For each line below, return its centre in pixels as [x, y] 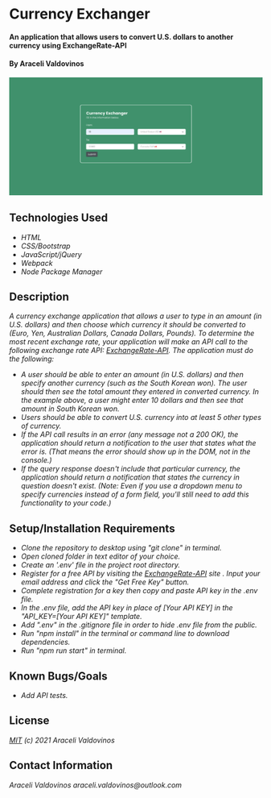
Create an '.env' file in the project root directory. [100, 565]
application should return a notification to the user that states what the [138, 443]
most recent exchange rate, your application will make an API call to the [129, 342]
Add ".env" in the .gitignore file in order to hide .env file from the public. [139, 625]
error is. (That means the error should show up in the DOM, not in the [135, 451]
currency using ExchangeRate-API [68, 45]
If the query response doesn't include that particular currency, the [130, 469]
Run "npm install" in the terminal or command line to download [125, 634]
